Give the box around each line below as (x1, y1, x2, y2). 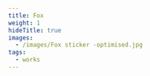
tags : (8, 48, 26, 56)
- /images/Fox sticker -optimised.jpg (15, 41, 144, 49)
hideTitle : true (8, 26, 62, 34)
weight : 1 (8, 19, 41, 27)
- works (15, 56, 41, 64)
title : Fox (8, 11, 44, 20)
